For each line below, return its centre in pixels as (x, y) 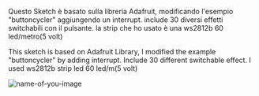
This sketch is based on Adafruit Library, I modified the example (112, 52)
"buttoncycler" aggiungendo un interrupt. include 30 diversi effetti (116, 20)
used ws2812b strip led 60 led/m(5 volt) (73, 68)
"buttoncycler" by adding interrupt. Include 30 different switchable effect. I (129, 60)
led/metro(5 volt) (36, 36)
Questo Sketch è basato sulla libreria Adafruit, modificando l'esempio (121, 11)
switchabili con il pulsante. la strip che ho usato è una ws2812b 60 (116, 28)
